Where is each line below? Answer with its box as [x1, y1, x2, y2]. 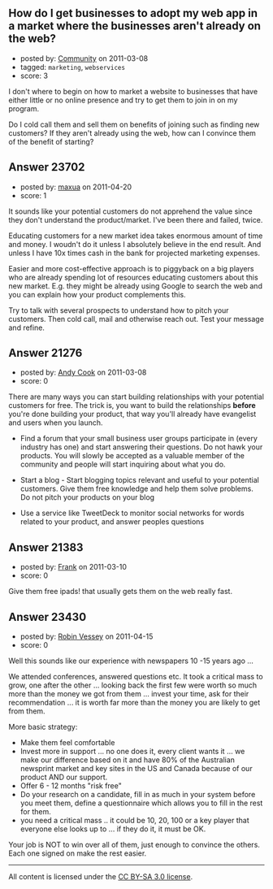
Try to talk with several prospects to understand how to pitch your [8, 305, 229, 315]
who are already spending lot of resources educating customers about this [8, 272, 258, 282]
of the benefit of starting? [8, 137, 94, 146]
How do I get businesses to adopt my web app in [8, 7, 258, 20]
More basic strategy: [8, 722, 78, 732]
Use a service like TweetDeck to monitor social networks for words [19, 508, 245, 518]
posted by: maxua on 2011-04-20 [19, 182, 132, 192]
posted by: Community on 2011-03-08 [19, 53, 149, 63]
